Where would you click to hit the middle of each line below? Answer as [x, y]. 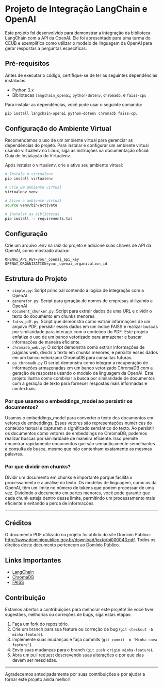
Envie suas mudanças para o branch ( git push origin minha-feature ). [83, 650]
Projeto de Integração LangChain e [76, 9]
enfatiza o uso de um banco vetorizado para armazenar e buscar [77, 337]
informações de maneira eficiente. [46, 342]
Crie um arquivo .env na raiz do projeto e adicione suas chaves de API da [78, 245]
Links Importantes [33, 560]
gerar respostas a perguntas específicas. [46, 48]
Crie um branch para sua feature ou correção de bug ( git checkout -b [83, 629]
